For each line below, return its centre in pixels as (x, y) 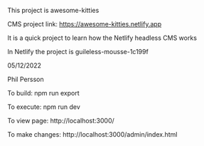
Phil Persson (26, 79)
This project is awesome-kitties (53, 10)
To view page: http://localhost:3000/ (61, 121)
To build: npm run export (43, 93)
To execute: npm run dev (44, 107)
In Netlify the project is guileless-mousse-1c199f (78, 52)
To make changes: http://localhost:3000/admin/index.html (92, 134)
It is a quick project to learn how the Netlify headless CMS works (102, 38)
